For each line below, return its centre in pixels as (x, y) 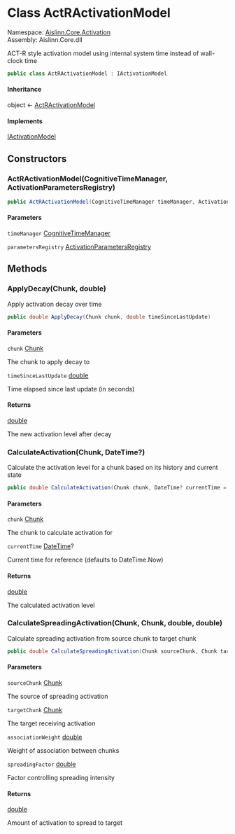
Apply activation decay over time (55, 304)
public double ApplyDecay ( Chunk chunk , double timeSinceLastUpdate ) (109, 317)
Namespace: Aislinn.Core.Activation (59, 32)
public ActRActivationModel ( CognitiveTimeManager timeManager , (101, 202)
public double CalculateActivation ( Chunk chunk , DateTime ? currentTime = (117, 488)
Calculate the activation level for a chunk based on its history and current (113, 468)
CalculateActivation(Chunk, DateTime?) (76, 452)
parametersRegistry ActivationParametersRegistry (79, 246)
